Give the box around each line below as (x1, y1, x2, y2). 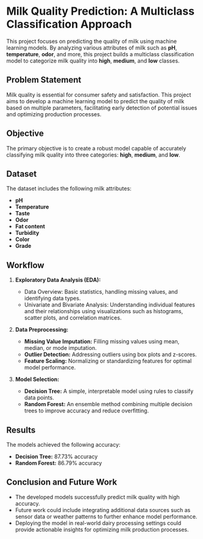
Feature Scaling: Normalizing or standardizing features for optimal (24, 357, 192, 365)
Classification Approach (6, 17, 132, 31)
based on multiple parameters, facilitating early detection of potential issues (6, 104, 198, 111)
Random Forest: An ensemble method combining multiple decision (24, 401, 193, 408)
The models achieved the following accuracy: (6, 441, 121, 448)
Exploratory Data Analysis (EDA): (15, 277, 101, 284)
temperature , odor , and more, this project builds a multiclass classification (6, 50, 194, 58)
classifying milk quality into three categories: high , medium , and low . (6, 151, 181, 158)
